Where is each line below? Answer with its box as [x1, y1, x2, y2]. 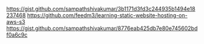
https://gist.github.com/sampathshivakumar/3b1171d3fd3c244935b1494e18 [6, 5, 196, 12]
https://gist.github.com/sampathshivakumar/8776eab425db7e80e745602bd [6, 24, 198, 32]
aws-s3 [6, 18, 26, 25]
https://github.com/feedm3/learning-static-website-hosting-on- [27, 12, 188, 19]
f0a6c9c [6, 31, 28, 38]
